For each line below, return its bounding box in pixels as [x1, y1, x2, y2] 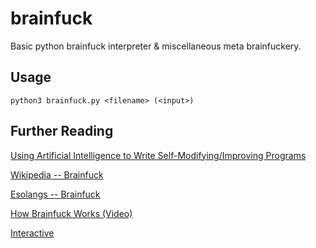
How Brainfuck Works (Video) [10, 207, 133, 219]
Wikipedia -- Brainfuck [10, 168, 104, 181]
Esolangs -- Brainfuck [10, 188, 101, 200]
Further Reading [10, 123, 114, 140]
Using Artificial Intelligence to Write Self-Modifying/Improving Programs [10, 149, 307, 161]
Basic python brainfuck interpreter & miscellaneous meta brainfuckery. [10, 40, 302, 52]
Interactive [10, 227, 55, 239]
